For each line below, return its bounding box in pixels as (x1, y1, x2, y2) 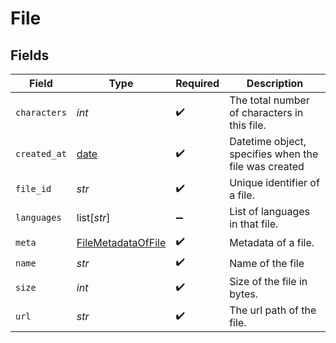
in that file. (229, 217, 279, 231)
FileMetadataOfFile (76, 235, 167, 249)
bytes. (229, 287, 259, 301)
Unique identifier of (229, 176, 320, 189)
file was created (229, 160, 305, 173)
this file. (229, 118, 267, 132)
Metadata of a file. (229, 235, 315, 249)
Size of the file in (229, 275, 308, 288)
